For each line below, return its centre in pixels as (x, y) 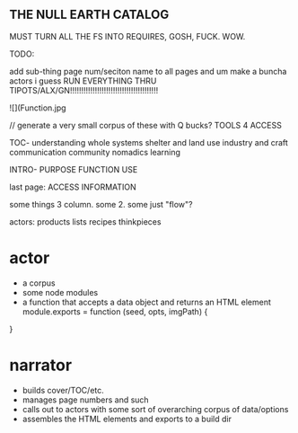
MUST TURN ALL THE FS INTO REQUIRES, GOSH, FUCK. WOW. (127, 36)
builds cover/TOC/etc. (63, 390)
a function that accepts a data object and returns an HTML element (147, 302)
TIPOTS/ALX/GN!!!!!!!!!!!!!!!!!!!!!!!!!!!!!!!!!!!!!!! (84, 90)
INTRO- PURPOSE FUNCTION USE (74, 169)
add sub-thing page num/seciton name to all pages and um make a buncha (148, 71)
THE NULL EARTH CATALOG (89, 15)
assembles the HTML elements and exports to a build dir (127, 419)
